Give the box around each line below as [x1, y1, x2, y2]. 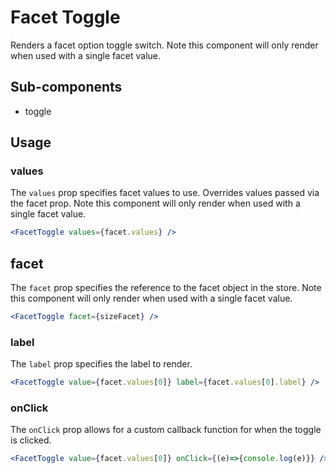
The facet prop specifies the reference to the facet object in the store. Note [10, 282, 322, 294]
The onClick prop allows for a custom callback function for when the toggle [10, 424, 322, 436]
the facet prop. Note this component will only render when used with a [10, 197, 301, 210]
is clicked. [10, 434, 52, 446]
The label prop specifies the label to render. [10, 358, 193, 370]
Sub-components [10, 79, 123, 96]
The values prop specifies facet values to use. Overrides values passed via [10, 187, 320, 199]
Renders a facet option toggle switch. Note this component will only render [10, 39, 319, 51]
